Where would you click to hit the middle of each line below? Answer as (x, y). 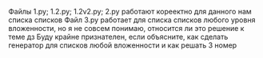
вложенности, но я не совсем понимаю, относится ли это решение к (126, 28)
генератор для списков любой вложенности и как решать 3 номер (123, 45)
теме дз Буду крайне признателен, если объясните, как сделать (118, 37)
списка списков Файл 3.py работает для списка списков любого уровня (132, 20)
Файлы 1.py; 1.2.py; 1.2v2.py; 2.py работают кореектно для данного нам (130, 12)
